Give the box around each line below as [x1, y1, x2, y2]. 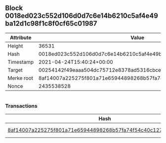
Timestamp [7, 58, 34, 65]
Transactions [5, 102, 38, 109]
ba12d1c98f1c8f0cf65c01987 [5, 19, 97, 28]
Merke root [7, 74, 34, 81]
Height [7, 42, 23, 49]
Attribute [9, 34, 32, 41]
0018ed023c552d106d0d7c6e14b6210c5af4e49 [5, 12, 158, 20]
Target [7, 66, 23, 73]
